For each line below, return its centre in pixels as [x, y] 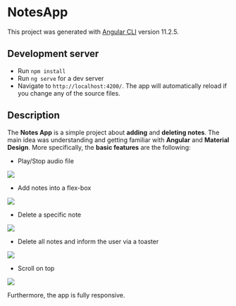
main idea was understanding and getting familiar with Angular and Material [118, 140]
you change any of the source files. [69, 93]
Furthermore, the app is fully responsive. [66, 295]
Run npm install [42, 70]
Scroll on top [36, 268]
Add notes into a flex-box [54, 188]
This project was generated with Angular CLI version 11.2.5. [93, 32]
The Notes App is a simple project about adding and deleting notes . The [113, 132]
